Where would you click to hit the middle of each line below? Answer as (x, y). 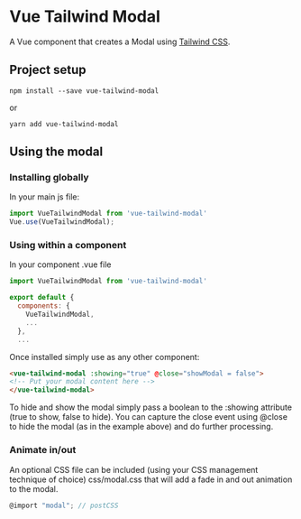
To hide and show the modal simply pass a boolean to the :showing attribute (151, 407)
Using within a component (68, 246)
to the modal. (34, 488)
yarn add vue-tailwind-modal (64, 124)
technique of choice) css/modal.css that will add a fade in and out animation (151, 479)
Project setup (48, 70)
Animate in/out (43, 450)
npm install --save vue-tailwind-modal (84, 91)
